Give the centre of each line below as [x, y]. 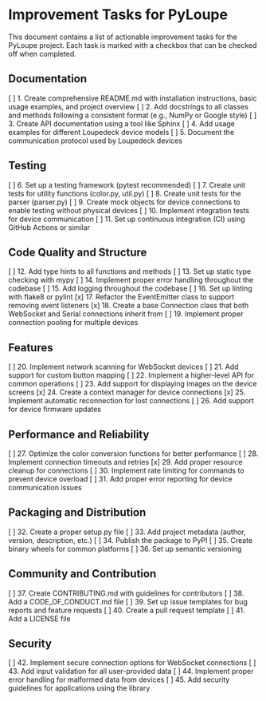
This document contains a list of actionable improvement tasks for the [123, 37]
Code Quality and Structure [78, 252]
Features [31, 348]
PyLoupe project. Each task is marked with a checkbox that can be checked [133, 45]
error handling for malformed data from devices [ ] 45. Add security [119, 679]
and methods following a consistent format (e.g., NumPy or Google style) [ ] [133, 115]
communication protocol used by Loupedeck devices [96, 141]
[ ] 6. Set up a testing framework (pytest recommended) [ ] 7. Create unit [127, 184]
